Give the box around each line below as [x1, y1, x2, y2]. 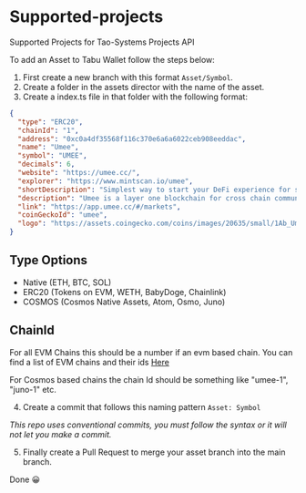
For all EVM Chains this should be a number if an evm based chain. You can [9, 346, 293, 357]
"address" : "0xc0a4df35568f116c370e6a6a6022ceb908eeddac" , [17, 134, 247, 143]
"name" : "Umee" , [17, 143, 79, 152]
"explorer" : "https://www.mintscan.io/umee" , [17, 176, 194, 186]
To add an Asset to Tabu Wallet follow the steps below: [9, 54, 216, 65]
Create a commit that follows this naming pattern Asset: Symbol [22, 401, 261, 412]
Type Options [9, 252, 88, 268]
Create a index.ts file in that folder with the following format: [22, 91, 249, 102]
